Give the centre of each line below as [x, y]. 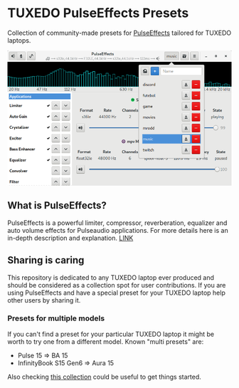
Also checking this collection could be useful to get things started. [104, 377]
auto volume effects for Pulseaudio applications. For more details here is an [118, 230]
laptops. [19, 40]
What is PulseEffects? [57, 205]
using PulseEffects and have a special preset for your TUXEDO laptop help [116, 293]
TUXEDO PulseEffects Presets [98, 13]
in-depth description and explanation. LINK [70, 238]
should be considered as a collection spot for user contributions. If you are [117, 285]
